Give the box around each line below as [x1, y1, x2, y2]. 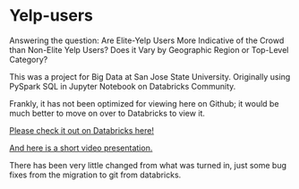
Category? [9, 54, 48, 64]
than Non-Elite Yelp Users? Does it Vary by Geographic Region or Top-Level [9, 44, 289, 55]
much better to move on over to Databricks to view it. [9, 107, 206, 118]
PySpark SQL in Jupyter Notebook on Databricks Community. [9, 81, 236, 91]
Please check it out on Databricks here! [9, 125, 155, 135]
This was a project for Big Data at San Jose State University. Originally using [9, 71, 291, 82]
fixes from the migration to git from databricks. [9, 169, 182, 180]
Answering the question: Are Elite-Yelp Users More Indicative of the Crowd [9, 35, 285, 46]
